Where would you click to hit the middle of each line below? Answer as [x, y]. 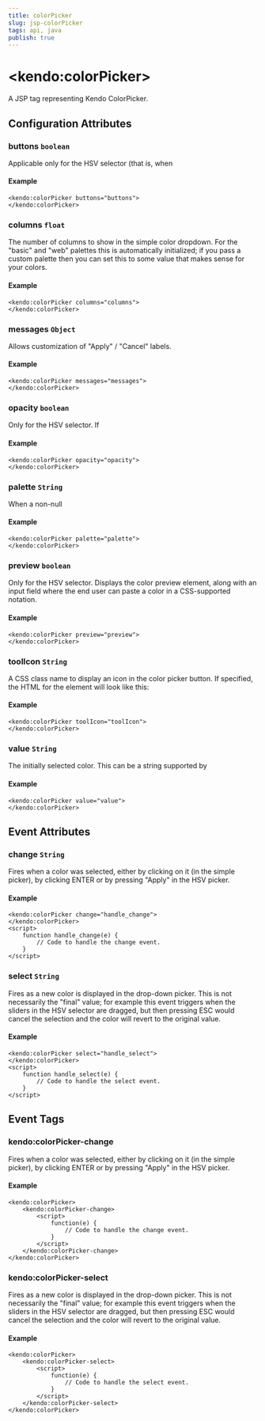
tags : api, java [35, 30]
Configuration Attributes [70, 123]
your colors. [28, 267]
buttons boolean [39, 146]
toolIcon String [38, 661]
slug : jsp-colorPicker [45, 23]
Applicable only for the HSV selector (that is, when [91, 163]
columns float [37, 225]
